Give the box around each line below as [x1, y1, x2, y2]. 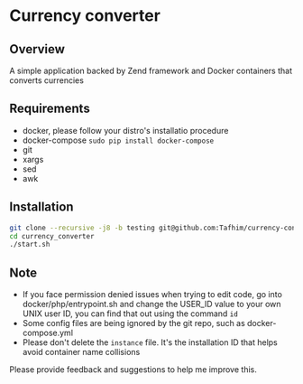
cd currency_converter [9, 231, 95, 240]
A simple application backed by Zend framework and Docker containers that [9, 65, 293, 76]
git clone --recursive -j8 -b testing [9, 223, 155, 232]
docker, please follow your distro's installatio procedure [22, 125, 229, 136]
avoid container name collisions [22, 347, 141, 358]
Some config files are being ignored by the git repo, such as [22, 318, 245, 329]
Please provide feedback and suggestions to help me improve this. [9, 364, 257, 375]
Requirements [9, 101, 90, 117]
